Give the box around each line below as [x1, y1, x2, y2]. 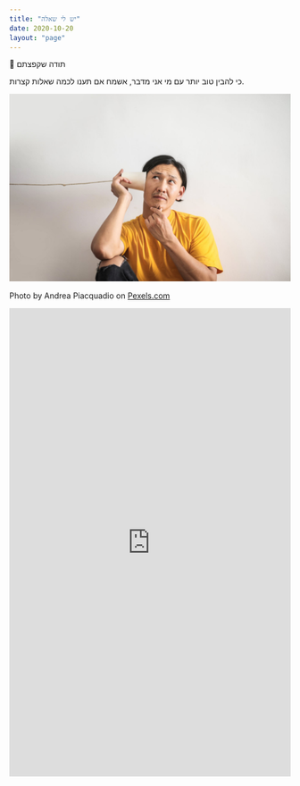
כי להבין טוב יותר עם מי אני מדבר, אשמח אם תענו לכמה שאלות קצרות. [9, 76, 245, 87]
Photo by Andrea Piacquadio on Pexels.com [9, 290, 171, 301]
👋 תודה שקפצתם [9, 59, 66, 70]
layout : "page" [9, 33, 66, 42]
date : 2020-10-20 [9, 23, 74, 33]
